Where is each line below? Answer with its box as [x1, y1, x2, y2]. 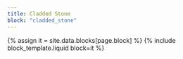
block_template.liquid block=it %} [7, 44, 105, 52]
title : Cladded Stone [7, 10, 71, 18]
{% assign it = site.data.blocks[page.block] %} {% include [7, 36, 176, 44]
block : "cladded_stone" [7, 17, 77, 24]
